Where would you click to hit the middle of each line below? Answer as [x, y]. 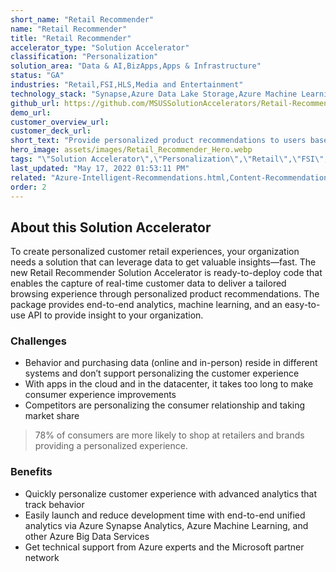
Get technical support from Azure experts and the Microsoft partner [164, 547]
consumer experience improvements [100, 395]
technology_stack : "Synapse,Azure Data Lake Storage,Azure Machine [154, 94]
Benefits [31, 472]
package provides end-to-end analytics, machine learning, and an [146, 305]
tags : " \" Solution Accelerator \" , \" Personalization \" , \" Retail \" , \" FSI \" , [169, 159]
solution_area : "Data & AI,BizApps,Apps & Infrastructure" [136, 66]
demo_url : [31, 112]
